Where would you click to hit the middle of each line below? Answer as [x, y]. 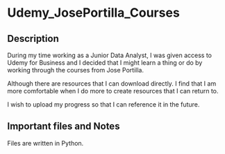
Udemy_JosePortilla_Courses [94, 13]
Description [33, 39]
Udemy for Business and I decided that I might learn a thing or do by [105, 63]
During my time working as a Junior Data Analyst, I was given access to [109, 55]
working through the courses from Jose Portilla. [76, 70]
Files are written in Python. [45, 143]
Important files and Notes [64, 126]
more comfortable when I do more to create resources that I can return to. [113, 91]
